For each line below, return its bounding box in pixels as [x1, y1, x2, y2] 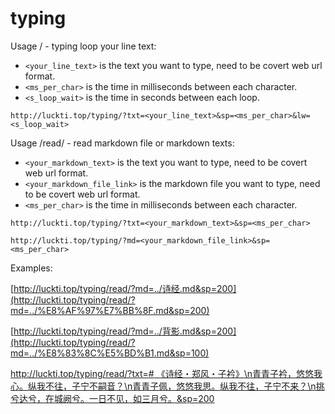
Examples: [10, 262, 53, 274]
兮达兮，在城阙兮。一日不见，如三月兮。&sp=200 [10, 392, 215, 404]
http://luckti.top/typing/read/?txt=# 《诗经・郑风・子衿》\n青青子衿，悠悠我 [10, 367, 323, 379]
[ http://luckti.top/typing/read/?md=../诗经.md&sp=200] [10, 282, 237, 294]
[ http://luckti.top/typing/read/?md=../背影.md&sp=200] [10, 325, 237, 337]
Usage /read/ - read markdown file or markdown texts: [10, 137, 235, 149]
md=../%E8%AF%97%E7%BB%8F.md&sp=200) [10, 304, 210, 316]
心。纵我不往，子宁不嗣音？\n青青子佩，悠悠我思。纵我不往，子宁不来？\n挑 [10, 380, 325, 392]
